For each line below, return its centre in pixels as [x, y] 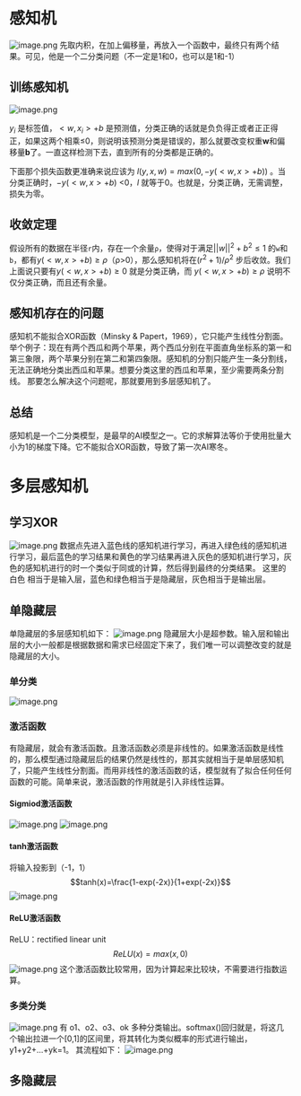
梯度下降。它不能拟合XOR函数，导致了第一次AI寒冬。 [134, 447]
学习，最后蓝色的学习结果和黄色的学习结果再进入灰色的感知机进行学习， [150, 557]
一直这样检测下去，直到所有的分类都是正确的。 [132, 152]
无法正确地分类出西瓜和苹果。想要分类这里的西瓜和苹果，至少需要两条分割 [146, 370]
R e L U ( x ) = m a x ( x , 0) [150, 954]
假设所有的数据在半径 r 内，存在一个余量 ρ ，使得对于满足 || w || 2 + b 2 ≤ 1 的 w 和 [149, 248]
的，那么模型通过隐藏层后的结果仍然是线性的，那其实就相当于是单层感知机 [146, 758]
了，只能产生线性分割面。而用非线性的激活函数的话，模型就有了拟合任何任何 [150, 770]
